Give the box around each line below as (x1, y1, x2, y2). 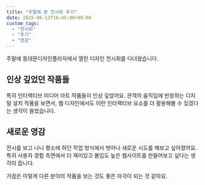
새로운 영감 (6, 126, 46, 137)
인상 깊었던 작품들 (6, 74, 70, 85)
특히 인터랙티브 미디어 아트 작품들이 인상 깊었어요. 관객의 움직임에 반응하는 (6, 92, 185, 99)
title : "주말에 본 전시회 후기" (6, 9, 78, 15)
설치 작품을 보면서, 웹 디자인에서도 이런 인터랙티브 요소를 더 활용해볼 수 (12, 99, 182, 107)
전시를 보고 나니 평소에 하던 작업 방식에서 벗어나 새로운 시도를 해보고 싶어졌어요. (6, 144, 198, 151)
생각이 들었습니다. (12, 107, 56, 114)
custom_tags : (6, 20, 40, 26)
